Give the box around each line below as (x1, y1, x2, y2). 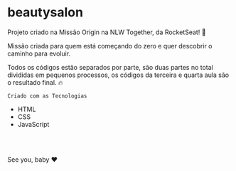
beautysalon (7, 4, 84, 21)
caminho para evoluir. (7, 49, 71, 58)
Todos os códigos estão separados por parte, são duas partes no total (7, 63, 213, 71)
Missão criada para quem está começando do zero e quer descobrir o (7, 41, 213, 50)
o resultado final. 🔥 (7, 78, 63, 86)
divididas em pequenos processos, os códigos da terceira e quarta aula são (7, 71, 230, 79)
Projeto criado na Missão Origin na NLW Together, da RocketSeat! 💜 (7, 28, 206, 36)
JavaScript (17, 120, 50, 128)
